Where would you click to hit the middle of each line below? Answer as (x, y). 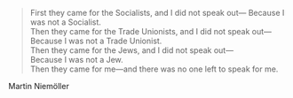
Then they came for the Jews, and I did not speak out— (132, 50)
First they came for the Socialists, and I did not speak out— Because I (157, 13)
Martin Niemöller (39, 86)
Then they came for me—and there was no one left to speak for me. (154, 69)
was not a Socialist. (65, 22)
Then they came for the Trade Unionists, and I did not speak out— (151, 31)
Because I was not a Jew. (76, 60)
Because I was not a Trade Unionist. (96, 41)
